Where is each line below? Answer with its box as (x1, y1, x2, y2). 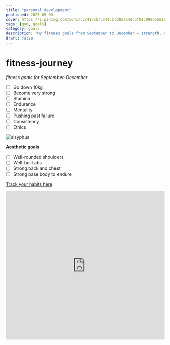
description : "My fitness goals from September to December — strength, (6, 31, 162, 36)
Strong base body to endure (13, 171, 72, 177)
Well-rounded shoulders (13, 154, 64, 160)
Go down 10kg (13, 84, 43, 90)
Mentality (13, 107, 33, 113)
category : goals (6, 26, 40, 31)
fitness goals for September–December (6, 74, 88, 80)
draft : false (6, 36, 33, 41)
